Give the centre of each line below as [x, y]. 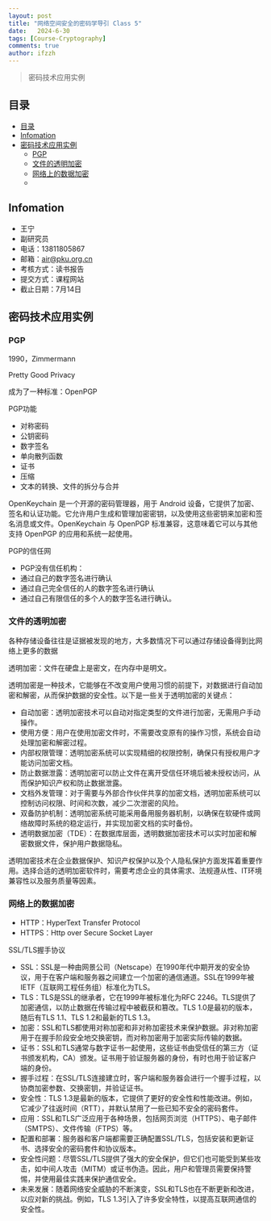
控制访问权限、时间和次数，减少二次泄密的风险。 [101, 803]
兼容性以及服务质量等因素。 [54, 880]
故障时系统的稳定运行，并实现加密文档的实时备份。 [112, 823]
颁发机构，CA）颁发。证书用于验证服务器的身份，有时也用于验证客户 [142, 1057]
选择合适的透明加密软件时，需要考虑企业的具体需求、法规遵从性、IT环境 [142, 870]
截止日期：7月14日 [51, 289]
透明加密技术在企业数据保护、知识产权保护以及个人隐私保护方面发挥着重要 [132, 860]
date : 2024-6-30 [39, 31]
